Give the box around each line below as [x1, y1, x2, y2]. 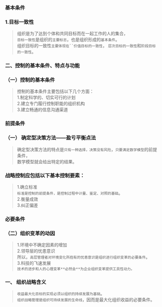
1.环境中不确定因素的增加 [17, 242, 67, 248]
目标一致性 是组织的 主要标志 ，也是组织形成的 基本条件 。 [17, 37, 120, 42]
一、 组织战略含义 [5, 279, 46, 286]
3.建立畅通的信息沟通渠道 [17, 107, 68, 113]
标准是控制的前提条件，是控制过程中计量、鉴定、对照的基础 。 [17, 190, 123, 196]
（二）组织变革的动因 [5, 230, 55, 237]
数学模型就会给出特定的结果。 [17, 158, 77, 164]
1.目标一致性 [5, 19, 34, 25]
